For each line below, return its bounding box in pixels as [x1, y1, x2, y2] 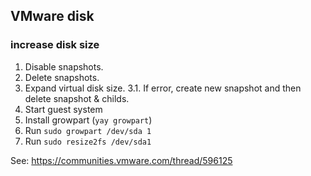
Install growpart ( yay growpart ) [24, 114, 153, 126]
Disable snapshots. [24, 60, 104, 73]
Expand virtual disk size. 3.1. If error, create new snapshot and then [24, 82, 302, 94]
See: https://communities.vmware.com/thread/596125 [10, 154, 233, 166]
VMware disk [10, 8, 95, 25]
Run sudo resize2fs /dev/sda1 [24, 135, 152, 147]
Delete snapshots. [24, 71, 100, 83]
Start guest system [24, 103, 103, 115]
